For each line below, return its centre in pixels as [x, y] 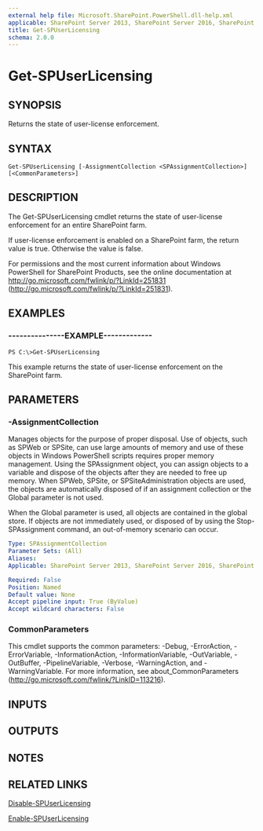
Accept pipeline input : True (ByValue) [73, 602]
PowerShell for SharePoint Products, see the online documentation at [120, 272]
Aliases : [22, 558]
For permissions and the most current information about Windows [115, 263]
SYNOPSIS [35, 105]
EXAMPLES [37, 314]
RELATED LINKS [48, 784]
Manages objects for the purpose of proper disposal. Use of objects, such [128, 439]
